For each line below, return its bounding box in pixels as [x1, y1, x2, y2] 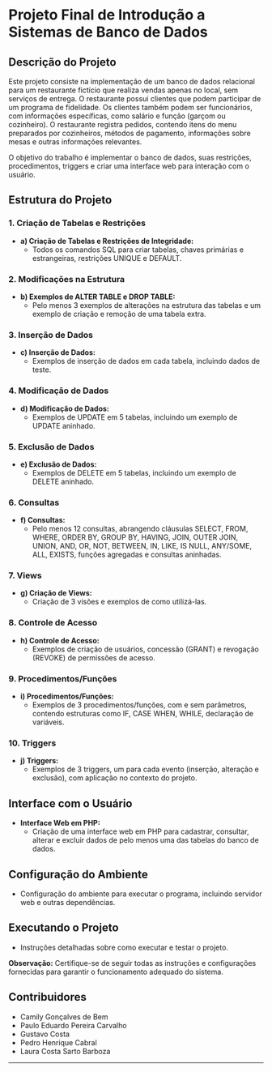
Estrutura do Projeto [8, 193, 113, 207]
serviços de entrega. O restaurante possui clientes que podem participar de [8, 94, 261, 103]
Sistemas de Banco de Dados [8, 23, 208, 41]
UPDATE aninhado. [32, 421, 96, 430]
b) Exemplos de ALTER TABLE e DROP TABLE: [19, 292, 176, 301]
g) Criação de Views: [19, 588, 92, 598]
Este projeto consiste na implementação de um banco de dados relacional [8, 77, 255, 86]
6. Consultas [8, 497, 60, 508]
